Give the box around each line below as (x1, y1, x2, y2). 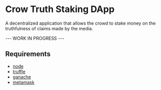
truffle (12, 68, 26, 74)
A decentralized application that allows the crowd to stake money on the (5, 20, 156, 26)
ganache (12, 74, 31, 80)
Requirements (5, 50, 51, 58)
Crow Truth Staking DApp (5, 4, 115, 15)
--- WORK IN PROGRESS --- (5, 35, 65, 41)
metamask (12, 79, 34, 85)
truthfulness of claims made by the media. (5, 25, 93, 31)
